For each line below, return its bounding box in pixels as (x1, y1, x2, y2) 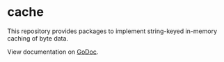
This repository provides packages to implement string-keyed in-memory (7, 27, 218, 35)
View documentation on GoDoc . (7, 48, 99, 56)
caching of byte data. (7, 34, 68, 42)
